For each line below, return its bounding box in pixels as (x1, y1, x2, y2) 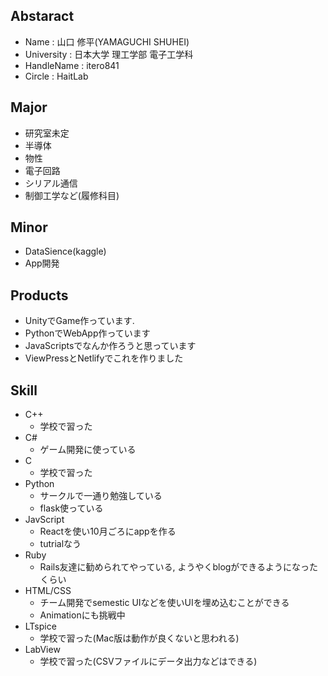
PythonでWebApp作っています (24, 327, 151, 339)
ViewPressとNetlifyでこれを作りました (24, 352, 184, 364)
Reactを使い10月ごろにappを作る (39, 525, 177, 538)
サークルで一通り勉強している (39, 490, 163, 502)
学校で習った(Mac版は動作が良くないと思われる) (39, 632, 240, 644)
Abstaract (10, 8, 75, 25)
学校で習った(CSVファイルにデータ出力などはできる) (39, 655, 258, 668)
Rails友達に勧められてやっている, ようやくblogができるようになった (39, 561, 319, 573)
